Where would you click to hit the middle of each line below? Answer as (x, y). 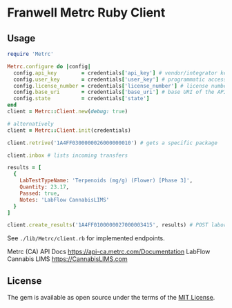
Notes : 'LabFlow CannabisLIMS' (65, 200)
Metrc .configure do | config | (49, 66)
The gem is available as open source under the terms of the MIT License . (111, 298)
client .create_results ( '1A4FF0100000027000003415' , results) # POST (108, 225)
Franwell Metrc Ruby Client (86, 13)
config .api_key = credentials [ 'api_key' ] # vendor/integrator (115, 73)
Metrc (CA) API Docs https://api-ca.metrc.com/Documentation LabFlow (109, 252)
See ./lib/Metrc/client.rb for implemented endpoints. (86, 238)
